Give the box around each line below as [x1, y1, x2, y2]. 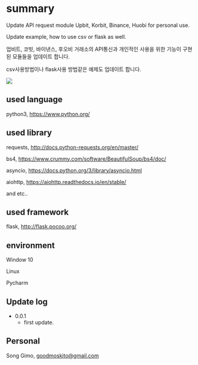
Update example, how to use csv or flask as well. [6, 33, 126, 40]
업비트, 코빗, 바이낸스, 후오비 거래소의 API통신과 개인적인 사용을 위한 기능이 [6, 45, 182, 53]
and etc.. [6, 190, 28, 197]
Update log [6, 296, 48, 306]
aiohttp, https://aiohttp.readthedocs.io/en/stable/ [6, 178, 126, 185]
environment [6, 240, 55, 250]
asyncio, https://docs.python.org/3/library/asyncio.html [6, 167, 142, 174]
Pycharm [6, 280, 29, 287]
